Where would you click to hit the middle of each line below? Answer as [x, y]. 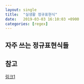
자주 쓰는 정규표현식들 [37, 45]
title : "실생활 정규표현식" [31, 14]
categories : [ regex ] [27, 24]
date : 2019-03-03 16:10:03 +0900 [42, 19]
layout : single [21, 10]
